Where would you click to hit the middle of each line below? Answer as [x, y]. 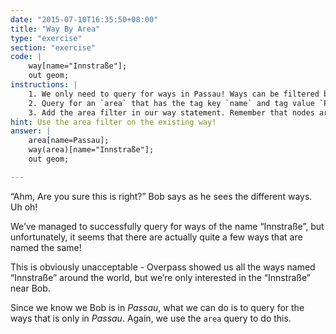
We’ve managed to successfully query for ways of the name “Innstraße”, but [167, 226]
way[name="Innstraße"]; [78, 66]
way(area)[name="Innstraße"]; [91, 150]
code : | [26, 57]
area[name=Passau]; [69, 141]
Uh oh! [24, 207]
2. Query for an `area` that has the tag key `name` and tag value [171, 103]
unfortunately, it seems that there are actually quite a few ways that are [156, 237]
